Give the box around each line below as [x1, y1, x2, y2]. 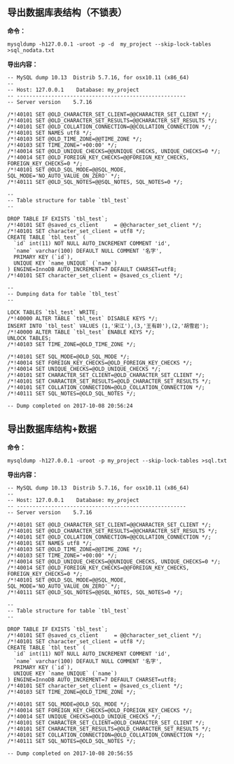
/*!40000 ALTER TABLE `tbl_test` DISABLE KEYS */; [7, 315, 158, 322]
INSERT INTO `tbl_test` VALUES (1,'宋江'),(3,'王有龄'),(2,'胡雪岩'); [7, 322, 209, 329]
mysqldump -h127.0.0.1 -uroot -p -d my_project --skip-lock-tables [7, 41, 212, 48]
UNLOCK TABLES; [7, 334, 52, 342]
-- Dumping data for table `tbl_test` [7, 290, 121, 297]
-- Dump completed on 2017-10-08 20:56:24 [7, 402, 133, 409]
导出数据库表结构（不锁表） [7, 6, 128, 19]
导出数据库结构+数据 [7, 423, 97, 435]
